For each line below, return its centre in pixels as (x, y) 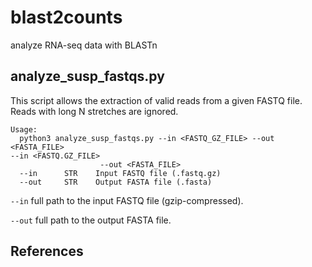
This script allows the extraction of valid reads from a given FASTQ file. (156, 100)
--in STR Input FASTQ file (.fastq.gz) (120, 173)
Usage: (24, 129)
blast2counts (66, 17)
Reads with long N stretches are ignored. (94, 111)
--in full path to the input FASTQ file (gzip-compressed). (127, 200)
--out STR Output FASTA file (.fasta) (116, 182)
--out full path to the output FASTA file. (91, 220)
